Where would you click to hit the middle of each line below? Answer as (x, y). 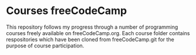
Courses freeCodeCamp (67, 11)
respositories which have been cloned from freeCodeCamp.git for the (90, 39)
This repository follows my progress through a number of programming (92, 27)
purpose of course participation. (45, 46)
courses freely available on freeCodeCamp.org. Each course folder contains (98, 33)
